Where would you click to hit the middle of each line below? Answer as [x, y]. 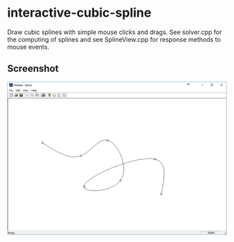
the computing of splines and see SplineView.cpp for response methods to [114, 39]
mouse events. [29, 47]
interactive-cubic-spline [79, 13]
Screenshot [33, 68]
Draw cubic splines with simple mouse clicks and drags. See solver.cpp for [115, 32]
